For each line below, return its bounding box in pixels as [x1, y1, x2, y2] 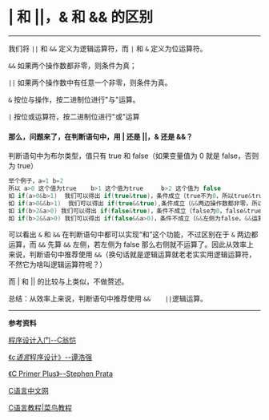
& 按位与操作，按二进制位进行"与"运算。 [8, 95, 140, 104]
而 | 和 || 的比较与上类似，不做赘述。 [8, 277, 129, 286]
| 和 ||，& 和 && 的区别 [8, 8, 154, 26]
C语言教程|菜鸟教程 [8, 403, 72, 413]
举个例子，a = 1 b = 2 [8, 177, 64, 185]
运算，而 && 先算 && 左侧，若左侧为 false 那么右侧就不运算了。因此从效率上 [8, 240, 255, 249]
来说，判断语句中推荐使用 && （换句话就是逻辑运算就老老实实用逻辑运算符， [8, 250, 256, 260]
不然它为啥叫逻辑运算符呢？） [8, 260, 106, 269]
